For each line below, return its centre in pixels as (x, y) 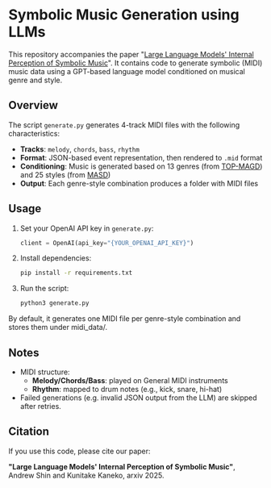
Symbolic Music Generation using (124, 15)
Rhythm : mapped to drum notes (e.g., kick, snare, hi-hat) (127, 389)
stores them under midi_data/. (58, 327)
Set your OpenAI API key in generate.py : (87, 228)
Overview (33, 105)
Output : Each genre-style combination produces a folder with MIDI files (139, 183)
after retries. (41, 406)
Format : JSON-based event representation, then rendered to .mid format (141, 157)
